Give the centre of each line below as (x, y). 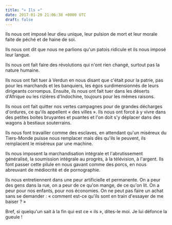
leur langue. (18, 55)
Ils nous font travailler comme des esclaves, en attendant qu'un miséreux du (86, 133)
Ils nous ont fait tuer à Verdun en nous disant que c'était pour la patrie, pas (84, 80)
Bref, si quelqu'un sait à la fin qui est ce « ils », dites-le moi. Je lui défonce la (86, 212)
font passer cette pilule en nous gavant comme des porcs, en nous (76, 165)
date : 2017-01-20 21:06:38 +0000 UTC (46, 15)
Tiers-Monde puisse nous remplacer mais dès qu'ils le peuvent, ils (76, 138)
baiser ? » (16, 202)
